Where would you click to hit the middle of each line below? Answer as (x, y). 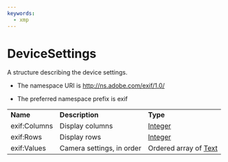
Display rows (80, 137)
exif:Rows (26, 137)
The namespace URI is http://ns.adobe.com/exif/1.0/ (91, 85)
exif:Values (28, 148)
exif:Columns (32, 126)
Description (79, 115)
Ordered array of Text (183, 148)
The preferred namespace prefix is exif (72, 99)
